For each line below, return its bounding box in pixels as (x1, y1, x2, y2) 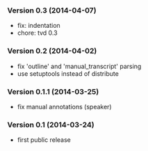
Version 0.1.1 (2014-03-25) (7, 86, 99, 96)
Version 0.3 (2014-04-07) (7, 6, 97, 15)
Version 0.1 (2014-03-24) (7, 120, 95, 129)
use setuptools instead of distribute (17, 69, 120, 78)
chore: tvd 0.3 (17, 29, 58, 37)
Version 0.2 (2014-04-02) (7, 46, 97, 56)
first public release (17, 136, 71, 144)
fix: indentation (17, 22, 60, 30)
